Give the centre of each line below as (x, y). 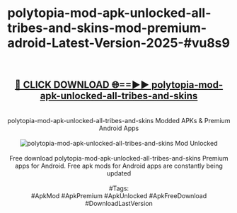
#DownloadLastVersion (119, 203)
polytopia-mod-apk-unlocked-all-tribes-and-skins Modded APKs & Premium (119, 120)
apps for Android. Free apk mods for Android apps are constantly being (119, 166)
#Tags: (119, 188)
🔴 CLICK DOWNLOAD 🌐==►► (82, 85)
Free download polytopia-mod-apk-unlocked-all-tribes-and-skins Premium (119, 158)
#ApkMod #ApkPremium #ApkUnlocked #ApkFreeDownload (119, 195)
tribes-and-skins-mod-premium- (107, 28)
